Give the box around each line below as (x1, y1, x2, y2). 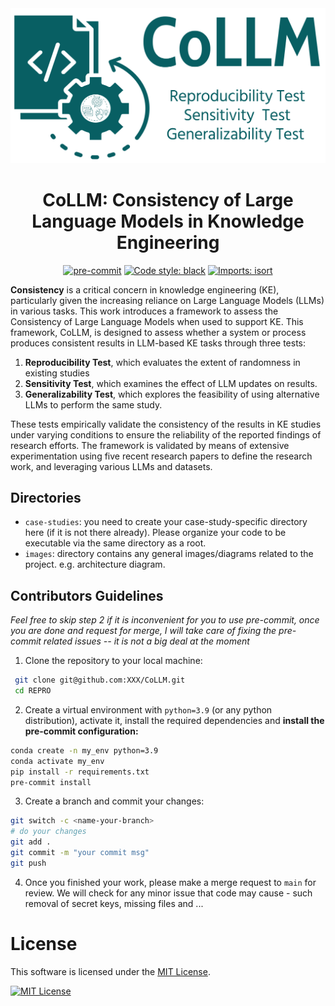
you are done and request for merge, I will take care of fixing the (10, 625, 277, 637)
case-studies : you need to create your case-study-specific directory (24, 516, 308, 528)
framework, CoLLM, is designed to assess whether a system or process (10, 326, 307, 338)
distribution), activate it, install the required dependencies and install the (24, 714, 325, 726)
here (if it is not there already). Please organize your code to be (24, 527, 287, 539)
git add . (10, 837, 52, 847)
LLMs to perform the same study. (24, 398, 163, 411)
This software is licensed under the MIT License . (10, 965, 211, 977)
